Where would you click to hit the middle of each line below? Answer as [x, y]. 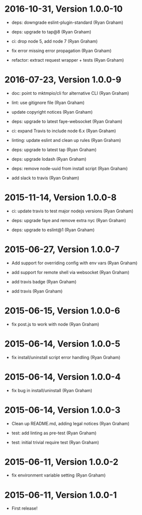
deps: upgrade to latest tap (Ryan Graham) [54, 150]
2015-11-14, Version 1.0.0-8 [61, 197]
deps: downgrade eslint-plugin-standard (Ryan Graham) [67, 22]
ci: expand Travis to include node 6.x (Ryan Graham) [64, 131]
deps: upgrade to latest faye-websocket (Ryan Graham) [67, 121]
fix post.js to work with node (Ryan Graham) [55, 324]
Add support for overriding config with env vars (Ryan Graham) [74, 263]
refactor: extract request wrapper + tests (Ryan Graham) [68, 60]
